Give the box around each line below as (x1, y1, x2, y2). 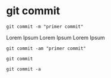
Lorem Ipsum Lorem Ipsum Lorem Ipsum (6, 34, 105, 41)
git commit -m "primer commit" (6, 24, 84, 30)
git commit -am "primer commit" (6, 45, 86, 51)
